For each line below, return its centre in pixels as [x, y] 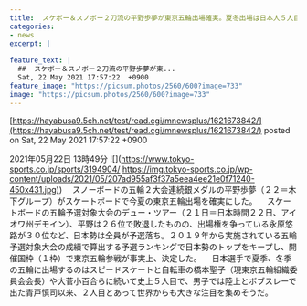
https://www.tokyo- [158, 158]
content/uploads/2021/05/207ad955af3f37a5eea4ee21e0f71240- [132, 178]
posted [277, 130]
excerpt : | [30, 43]
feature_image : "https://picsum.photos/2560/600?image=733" [127, 86]
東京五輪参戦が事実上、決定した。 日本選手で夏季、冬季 [182, 258]
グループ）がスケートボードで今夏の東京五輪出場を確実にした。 [137, 201]
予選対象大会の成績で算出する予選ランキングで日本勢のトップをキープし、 [149, 247]
